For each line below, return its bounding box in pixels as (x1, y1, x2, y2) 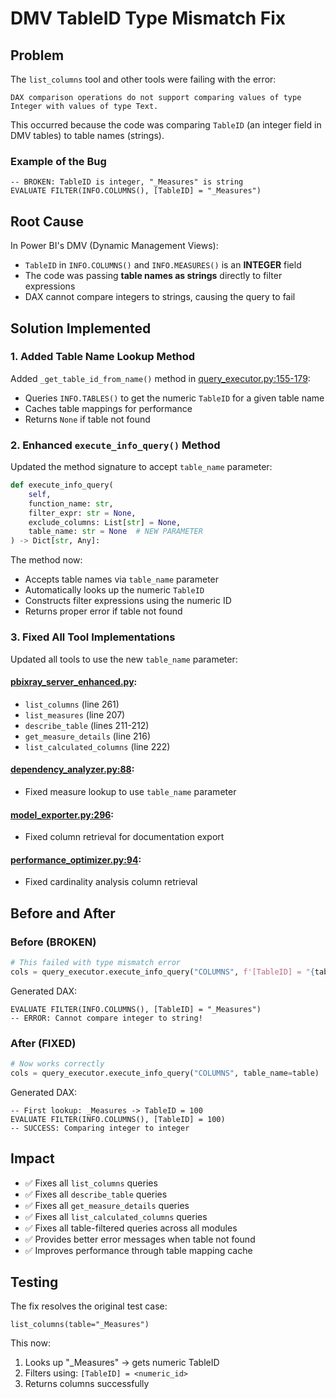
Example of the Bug (10, 154, 107, 168)
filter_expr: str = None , (28, 508, 137, 518)
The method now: (10, 554, 83, 566)
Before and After (10, 905, 116, 922)
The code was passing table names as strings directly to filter (24, 270, 283, 282)
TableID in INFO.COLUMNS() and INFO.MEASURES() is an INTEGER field (24, 259, 302, 271)
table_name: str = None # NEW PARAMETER (28, 527, 203, 537)
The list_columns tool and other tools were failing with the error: (10, 73, 277, 85)
